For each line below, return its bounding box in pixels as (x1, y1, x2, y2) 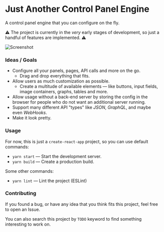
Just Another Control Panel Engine (5, 3, 150, 15)
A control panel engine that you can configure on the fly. (5, 20, 120, 26)
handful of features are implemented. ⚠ (5, 35, 86, 40)
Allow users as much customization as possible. (12, 78, 110, 84)
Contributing (5, 190, 36, 197)
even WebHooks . (12, 110, 47, 116)
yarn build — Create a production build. (12, 158, 95, 164)
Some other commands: (5, 168, 54, 174)
